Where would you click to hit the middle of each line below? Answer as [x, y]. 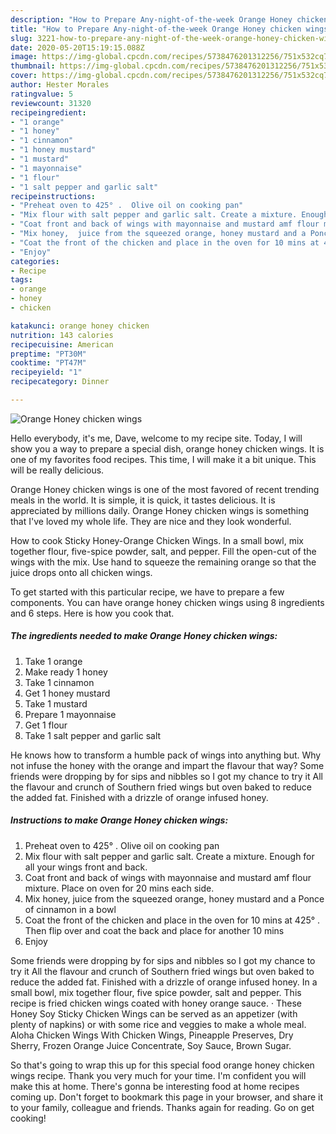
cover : [24, 76]
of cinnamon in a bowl [70, 909]
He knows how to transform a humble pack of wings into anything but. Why [166, 755]
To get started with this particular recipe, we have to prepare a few [147, 592]
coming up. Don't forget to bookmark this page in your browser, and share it [166, 1097]
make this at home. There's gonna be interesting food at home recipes [155, 1086]
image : [24, 57]
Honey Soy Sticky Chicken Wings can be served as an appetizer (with [154, 1013]
